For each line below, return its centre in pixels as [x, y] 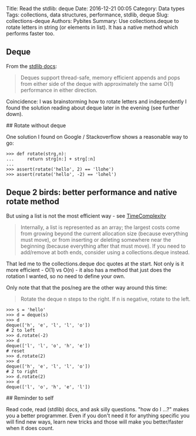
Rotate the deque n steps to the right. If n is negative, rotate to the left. [105, 299]
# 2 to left [21, 330]
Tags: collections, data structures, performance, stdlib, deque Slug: [87, 15]
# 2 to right [22, 371]
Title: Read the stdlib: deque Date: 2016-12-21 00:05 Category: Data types [95, 9]
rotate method [33, 202]
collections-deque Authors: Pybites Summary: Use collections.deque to [92, 21]
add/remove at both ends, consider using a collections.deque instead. [105, 252]
